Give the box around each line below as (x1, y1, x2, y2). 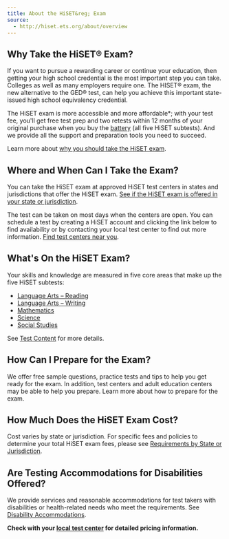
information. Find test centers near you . (7, 233, 119, 241)
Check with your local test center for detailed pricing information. (7, 524, 199, 532)
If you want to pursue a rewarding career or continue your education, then (7, 67, 217, 75)
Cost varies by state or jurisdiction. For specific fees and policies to (7, 432, 198, 441)
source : (7, 17, 30, 23)
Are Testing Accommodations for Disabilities (7, 467, 204, 478)
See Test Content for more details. (7, 334, 105, 342)
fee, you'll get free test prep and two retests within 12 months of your (7, 116, 203, 125)
